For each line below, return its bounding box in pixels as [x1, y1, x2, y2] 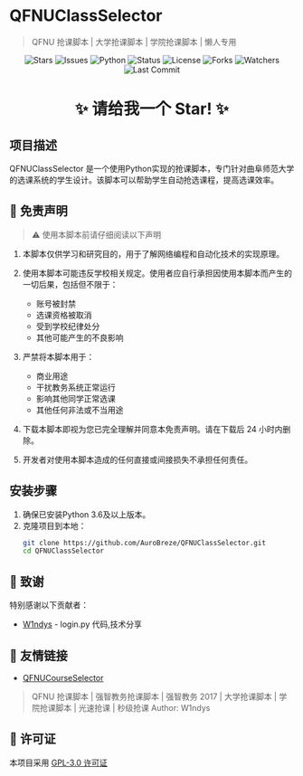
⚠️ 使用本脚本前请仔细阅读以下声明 [31, 229, 162, 240]
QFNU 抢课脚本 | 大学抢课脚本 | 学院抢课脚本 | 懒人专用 [31, 36, 237, 47]
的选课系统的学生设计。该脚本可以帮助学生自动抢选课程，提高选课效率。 [9, 174, 279, 185]
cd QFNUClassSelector [22, 546, 104, 556]
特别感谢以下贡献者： [9, 600, 89, 610]
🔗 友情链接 [9, 648, 68, 663]
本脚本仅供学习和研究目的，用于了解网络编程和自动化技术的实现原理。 [22, 248, 285, 259]
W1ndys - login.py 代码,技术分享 [22, 619, 142, 629]
